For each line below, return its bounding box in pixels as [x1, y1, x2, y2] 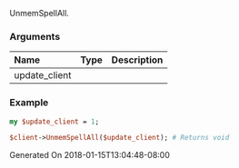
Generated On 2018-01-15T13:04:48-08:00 [9, 150, 170, 161]
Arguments [9, 30, 61, 43]
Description [111, 54, 164, 66]
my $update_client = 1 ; [9, 117, 100, 126]
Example [9, 96, 49, 109]
